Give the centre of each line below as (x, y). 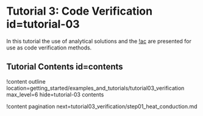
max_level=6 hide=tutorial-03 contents (55, 94)
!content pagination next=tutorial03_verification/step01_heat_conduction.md (102, 106)
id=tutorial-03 (43, 24)
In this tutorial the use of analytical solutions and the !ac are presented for (99, 41)
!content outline (26, 81)
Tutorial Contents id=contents (65, 67)
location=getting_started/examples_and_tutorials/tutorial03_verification (95, 88)
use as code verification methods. (49, 48)
